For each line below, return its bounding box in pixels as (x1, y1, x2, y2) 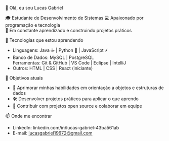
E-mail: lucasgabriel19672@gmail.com (12, 130, 93, 136)
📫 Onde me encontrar (5, 113, 52, 119)
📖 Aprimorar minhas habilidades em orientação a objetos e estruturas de (12, 85, 164, 91)
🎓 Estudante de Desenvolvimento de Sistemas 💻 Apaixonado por (5, 15, 144, 21)
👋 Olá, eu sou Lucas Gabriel (5, 5, 63, 11)
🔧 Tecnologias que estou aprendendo (5, 37, 83, 43)
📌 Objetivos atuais (5, 75, 43, 81)
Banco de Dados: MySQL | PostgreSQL (12, 54, 94, 60)
